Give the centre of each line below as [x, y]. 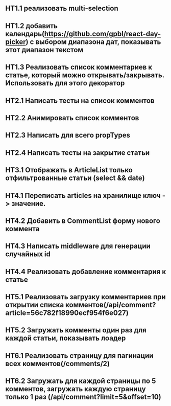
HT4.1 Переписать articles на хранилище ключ [83, 196]
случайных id [28, 254]
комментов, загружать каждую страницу [76, 389]
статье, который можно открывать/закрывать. [85, 75]
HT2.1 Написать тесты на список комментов [80, 100]
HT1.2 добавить [31, 26]
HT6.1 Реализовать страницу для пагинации [79, 356]
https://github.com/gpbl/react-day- [103, 33]
